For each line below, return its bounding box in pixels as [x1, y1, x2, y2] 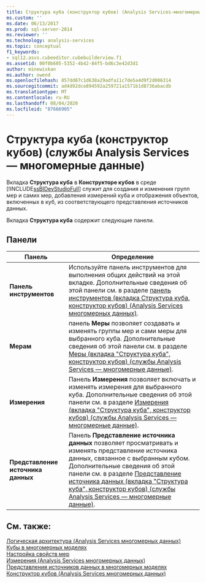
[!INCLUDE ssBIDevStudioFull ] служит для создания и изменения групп [6, 185, 190, 193]
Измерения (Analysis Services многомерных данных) [6, 557, 146, 565]
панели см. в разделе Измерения [68, 398, 169, 407]
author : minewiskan [6, 66, 56, 72]
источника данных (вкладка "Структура [68, 477, 188, 485]
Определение [111, 253, 154, 261]
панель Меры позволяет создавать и [68, 319, 180, 328]
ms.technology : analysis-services [6, 37, 95, 44]
